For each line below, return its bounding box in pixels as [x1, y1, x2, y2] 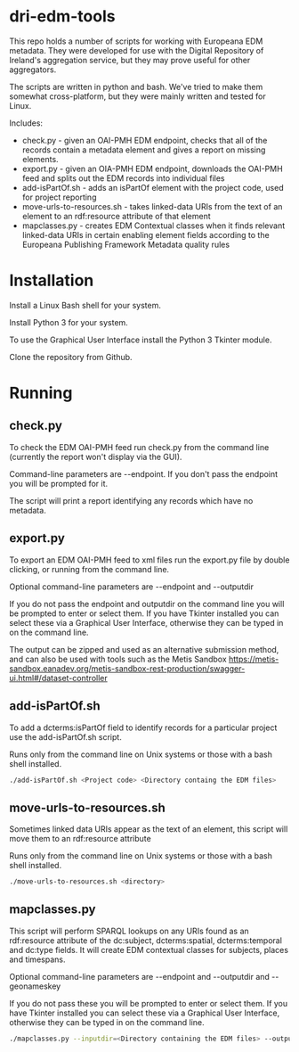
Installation [9, 270, 94, 291]
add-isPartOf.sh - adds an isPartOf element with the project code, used [21, 182, 284, 193]
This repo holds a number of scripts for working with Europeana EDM [9, 36, 263, 46]
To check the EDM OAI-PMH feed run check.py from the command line [9, 441, 270, 452]
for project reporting [21, 192, 97, 202]
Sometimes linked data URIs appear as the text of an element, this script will [9, 824, 288, 834]
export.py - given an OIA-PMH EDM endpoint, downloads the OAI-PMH [21, 163, 283, 174]
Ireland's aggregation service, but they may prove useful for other [9, 54, 251, 65]
